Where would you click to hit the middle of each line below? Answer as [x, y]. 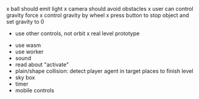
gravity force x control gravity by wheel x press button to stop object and [98, 15]
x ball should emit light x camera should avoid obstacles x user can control [100, 9]
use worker [29, 52]
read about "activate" [42, 64]
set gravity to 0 [25, 22]
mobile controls [35, 90]
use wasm [28, 45]
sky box [25, 77]
